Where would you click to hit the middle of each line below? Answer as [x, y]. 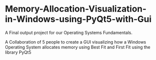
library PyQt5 [18, 52]
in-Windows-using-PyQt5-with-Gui [78, 19]
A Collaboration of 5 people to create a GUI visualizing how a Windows [76, 42]
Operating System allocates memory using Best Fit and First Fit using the [78, 47]
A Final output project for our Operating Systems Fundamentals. [69, 32]
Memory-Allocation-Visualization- [76, 9]
